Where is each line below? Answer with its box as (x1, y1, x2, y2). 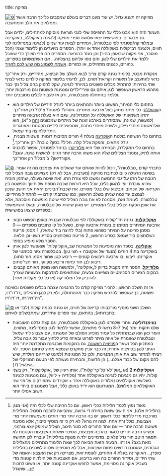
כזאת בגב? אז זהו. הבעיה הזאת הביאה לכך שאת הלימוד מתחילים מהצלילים (12, 439, 152, 445)
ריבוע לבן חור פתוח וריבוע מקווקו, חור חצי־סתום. (12, 258, 102, 265)
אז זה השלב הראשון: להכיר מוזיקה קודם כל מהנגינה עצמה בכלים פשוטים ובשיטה (5, 284, 154, 290)
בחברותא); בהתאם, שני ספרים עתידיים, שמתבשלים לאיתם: (5, 310, 116, 316)
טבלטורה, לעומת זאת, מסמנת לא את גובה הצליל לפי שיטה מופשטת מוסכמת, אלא (5, 196, 158, 202)
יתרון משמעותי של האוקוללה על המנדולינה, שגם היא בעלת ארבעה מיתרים (12, 112, 150, 118)
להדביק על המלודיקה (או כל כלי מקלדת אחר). (12, 274, 97, 280)
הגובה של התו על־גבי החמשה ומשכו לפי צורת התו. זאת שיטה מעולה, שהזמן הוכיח (5, 175, 157, 181)
